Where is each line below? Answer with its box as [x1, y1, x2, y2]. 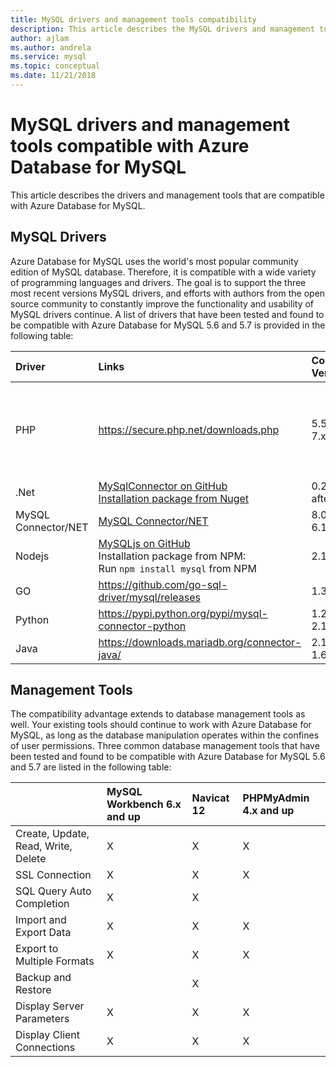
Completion [15, 897, 70, 911]
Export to [15, 942, 59, 956]
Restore [15, 983, 52, 997]
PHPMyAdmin [242, 791, 310, 805]
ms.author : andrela [10, 42, 92, 53]
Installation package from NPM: [98, 549, 247, 563]
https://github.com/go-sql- [98, 577, 228, 591]
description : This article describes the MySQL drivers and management [10, 24, 315, 34]
